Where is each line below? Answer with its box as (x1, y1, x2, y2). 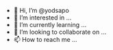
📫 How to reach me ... (13, 36, 77, 43)
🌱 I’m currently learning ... (13, 21, 87, 28)
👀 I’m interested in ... (13, 14, 72, 22)
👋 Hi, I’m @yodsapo (13, 7, 70, 14)
